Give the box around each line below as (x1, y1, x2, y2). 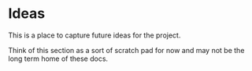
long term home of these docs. (8, 54, 109, 63)
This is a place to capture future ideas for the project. (8, 30, 181, 40)
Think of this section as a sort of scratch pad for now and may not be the (8, 45, 245, 55)
